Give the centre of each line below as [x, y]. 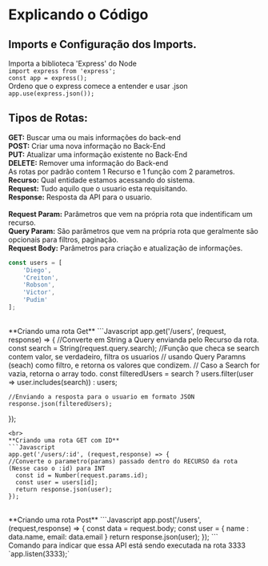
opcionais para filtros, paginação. [63, 239]
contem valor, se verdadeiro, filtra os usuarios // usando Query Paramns [127, 356]
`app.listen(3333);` [39, 553]
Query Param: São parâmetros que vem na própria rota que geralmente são [133, 231]
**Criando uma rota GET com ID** [64, 440]
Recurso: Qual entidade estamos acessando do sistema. [102, 180]
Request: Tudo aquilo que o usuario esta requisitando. [98, 188]
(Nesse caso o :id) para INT [57, 468]
